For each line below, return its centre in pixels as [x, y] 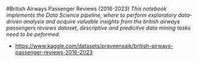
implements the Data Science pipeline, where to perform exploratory [91, 15]
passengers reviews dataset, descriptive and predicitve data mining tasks [99, 28]
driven [14, 21]
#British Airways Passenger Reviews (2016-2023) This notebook [87, 9]
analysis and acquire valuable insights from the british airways [101, 21]
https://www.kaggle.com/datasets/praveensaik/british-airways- [94, 46]
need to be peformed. [33, 34]
